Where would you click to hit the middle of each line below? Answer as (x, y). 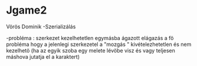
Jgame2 (27, 10)
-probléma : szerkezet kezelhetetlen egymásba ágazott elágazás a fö (90, 38)
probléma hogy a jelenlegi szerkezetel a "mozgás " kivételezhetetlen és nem (99, 44)
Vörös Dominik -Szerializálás (41, 27)
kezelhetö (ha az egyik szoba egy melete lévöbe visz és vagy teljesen (91, 50)
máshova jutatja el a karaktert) (43, 57)
